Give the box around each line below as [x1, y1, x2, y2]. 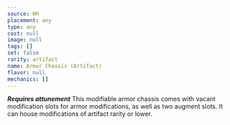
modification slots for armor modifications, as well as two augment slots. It [7, 103, 223, 111]
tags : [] [7, 43, 33, 50]
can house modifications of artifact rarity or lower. [7, 110, 153, 118]
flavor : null [7, 69, 46, 76]
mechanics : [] [7, 75, 49, 83]
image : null [7, 37, 42, 44]
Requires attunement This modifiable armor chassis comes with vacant [7, 95, 216, 103]
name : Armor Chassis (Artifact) [7, 63, 102, 70]
